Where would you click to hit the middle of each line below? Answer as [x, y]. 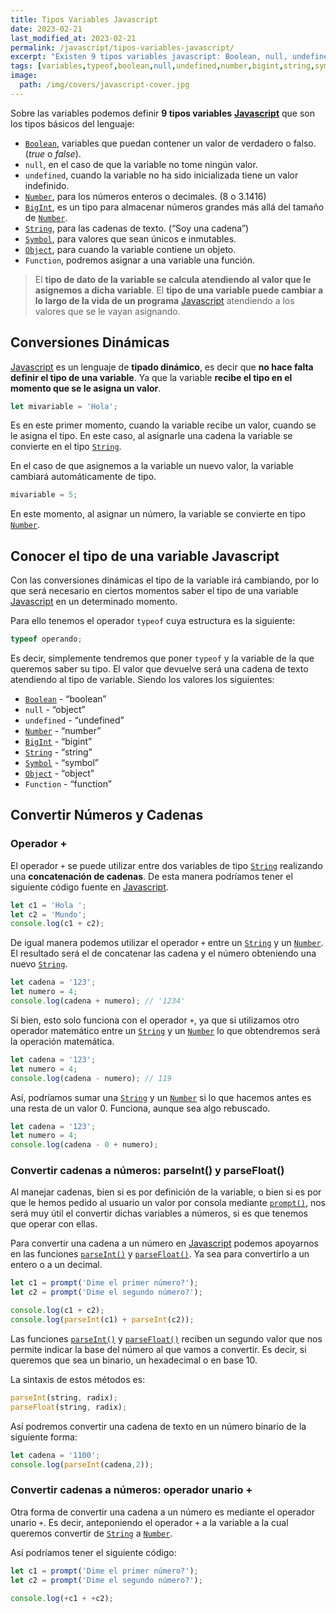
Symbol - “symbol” [62, 762]
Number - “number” [63, 730]
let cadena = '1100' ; [55, 1455]
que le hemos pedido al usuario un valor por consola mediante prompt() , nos [168, 1203]
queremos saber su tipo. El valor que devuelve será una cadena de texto [159, 669]
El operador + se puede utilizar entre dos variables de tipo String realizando [166, 865]
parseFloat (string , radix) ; [69, 1407]
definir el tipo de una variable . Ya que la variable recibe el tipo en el [151, 377]
